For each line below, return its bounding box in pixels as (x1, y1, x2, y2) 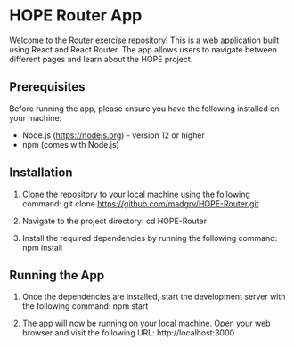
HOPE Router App (9, 5, 143, 26)
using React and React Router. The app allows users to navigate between (9, 44, 278, 54)
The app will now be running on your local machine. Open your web (21, 318, 271, 329)
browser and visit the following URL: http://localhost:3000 (21, 327, 235, 338)
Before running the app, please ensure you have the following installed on (9, 103, 280, 114)
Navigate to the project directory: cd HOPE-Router (21, 215, 208, 226)
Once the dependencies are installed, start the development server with (21, 291, 286, 303)
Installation (9, 165, 73, 181)
